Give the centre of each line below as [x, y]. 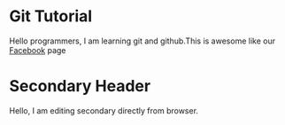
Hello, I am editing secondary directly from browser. [104, 110]
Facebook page [38, 50]
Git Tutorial [51, 16]
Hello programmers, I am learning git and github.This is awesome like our [142, 41]
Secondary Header [80, 86]
